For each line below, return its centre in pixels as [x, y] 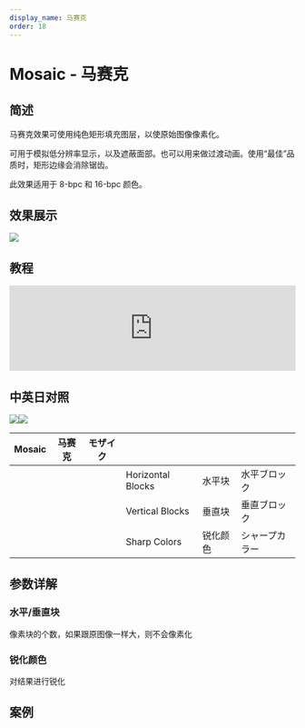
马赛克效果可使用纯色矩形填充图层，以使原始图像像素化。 [117, 134]
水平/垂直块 [35, 613]
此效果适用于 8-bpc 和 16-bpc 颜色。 [78, 184]
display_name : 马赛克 [48, 18]
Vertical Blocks [157, 511]
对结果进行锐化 [37, 681]
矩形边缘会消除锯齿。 [73, 165]
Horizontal [148, 474]
